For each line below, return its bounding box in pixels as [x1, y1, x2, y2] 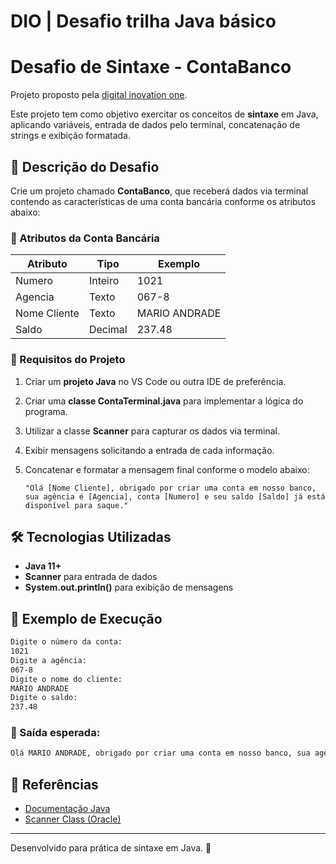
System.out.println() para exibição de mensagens [24, 581, 234, 594]
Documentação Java [24, 803, 111, 815]
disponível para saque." [24, 500, 129, 510]
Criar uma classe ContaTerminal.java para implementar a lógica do [24, 395, 304, 407]
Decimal [88, 323, 128, 337]
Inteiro [88, 274, 120, 288]
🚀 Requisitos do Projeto [10, 353, 126, 367]
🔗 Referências [10, 776, 99, 793]
